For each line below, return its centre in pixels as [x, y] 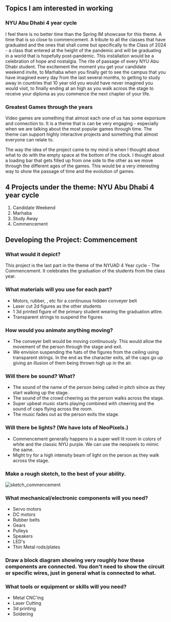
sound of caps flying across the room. [53, 409]
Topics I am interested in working [59, 8]
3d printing [24, 609]
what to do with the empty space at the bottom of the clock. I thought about [85, 155]
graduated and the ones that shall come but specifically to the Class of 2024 [86, 45]
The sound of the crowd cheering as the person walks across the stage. [88, 398]
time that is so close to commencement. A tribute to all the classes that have [86, 39]
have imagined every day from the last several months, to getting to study [83, 77]
